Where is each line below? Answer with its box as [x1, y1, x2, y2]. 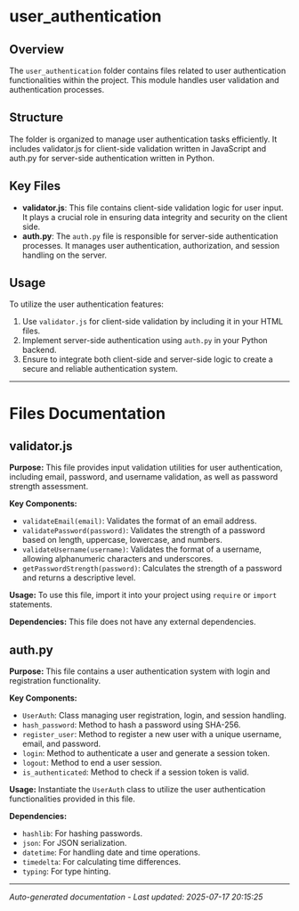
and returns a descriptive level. [21, 572, 136, 583]
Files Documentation [9, 403, 166, 423]
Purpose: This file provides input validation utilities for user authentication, [9, 462, 283, 473]
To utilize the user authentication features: [9, 299, 165, 309]
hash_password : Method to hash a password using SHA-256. [21, 719, 241, 730]
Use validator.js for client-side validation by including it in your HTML [21, 316, 283, 327]
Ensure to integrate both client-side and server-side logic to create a [21, 354, 273, 365]
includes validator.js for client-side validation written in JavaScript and [9, 143, 267, 153]
